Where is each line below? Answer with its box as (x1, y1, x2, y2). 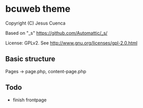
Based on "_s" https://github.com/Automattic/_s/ (5, 30, 108, 36)
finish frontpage (12, 97, 47, 103)
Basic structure (5, 55, 55, 63)
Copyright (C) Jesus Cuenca (5, 20, 66, 26)
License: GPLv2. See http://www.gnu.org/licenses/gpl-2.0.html (5, 39, 137, 46)
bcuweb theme (5, 3, 71, 15)
